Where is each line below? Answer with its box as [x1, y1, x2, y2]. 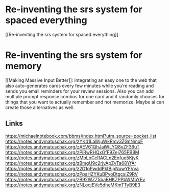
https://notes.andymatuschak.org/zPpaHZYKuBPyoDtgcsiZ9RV [5, 170, 138, 177]
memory [5, 60, 42, 72]
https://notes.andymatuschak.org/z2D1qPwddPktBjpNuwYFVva [5, 165, 139, 171]
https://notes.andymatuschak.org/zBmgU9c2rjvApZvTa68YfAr [5, 160, 137, 166]
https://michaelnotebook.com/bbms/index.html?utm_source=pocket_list [5, 133, 157, 139]
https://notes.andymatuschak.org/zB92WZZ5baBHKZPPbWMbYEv [5, 176, 145, 182]
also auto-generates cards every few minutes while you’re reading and [5, 82, 154, 89]
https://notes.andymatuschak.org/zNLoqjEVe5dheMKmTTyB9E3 [5, 182, 140, 188]
